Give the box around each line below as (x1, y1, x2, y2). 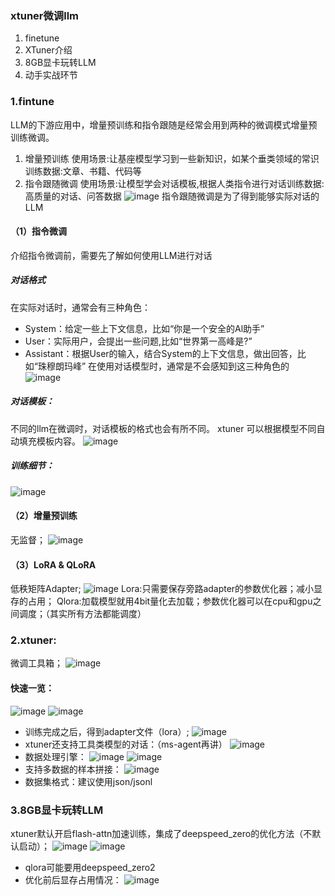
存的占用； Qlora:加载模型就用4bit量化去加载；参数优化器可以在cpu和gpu (10, 595, 313, 607)
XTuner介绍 (24, 44, 73, 56)
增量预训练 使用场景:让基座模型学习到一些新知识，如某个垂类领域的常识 (24, 152, 320, 164)
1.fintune (10, 95, 55, 109)
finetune (24, 32, 60, 44)
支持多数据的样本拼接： (24, 763, 122, 775)
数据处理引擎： (24, 750, 87, 762)
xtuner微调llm (10, 8, 80, 22)
